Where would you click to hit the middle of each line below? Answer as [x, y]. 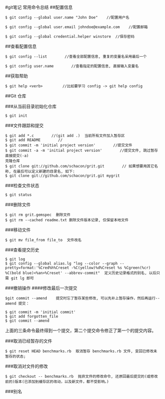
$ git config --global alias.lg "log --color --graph [62, 264]
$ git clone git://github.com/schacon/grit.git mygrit [63, 176]
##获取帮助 [16, 76]
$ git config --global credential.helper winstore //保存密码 [70, 36]
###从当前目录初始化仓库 [31, 106]
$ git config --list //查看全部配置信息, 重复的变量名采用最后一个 [76, 57]
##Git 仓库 [16, 96]
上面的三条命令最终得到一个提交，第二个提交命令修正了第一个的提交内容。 [81, 331]
